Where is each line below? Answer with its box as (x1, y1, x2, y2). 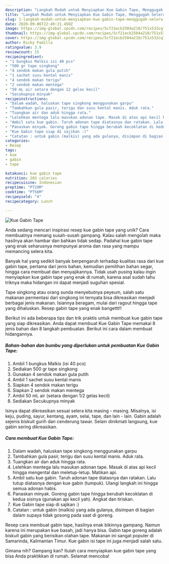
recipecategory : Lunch (5, 199, 53, 204)
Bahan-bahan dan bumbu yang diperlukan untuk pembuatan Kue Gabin (5, 343, 159, 349)
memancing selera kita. (5, 248, 54, 254)
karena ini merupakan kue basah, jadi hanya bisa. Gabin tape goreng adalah (5, 527, 162, 533)
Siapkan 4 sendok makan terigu (12, 382, 78, 388)
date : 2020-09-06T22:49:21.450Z (5, 21, 73, 27)
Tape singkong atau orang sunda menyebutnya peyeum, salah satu (5, 289, 144, 295)
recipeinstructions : (5, 96, 49, 101)
